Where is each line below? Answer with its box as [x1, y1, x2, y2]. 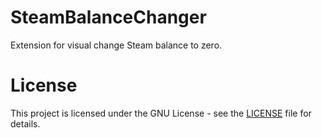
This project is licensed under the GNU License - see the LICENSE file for [10, 107, 312, 119]
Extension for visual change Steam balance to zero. [10, 39, 223, 51]
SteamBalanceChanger [10, 6, 207, 29]
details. [10, 117, 41, 130]
